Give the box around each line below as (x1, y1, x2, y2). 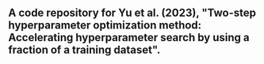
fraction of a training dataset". (8, 43, 161, 57)
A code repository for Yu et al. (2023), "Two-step (8, 6, 256, 20)
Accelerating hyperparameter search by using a (8, 31, 250, 44)
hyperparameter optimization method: (8, 19, 202, 32)
